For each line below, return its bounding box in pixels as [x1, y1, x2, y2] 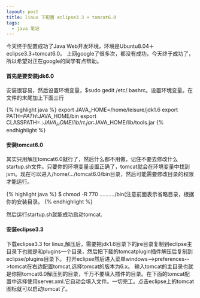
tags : [6, 20, 20, 26]
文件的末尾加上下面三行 [6, 94, 64, 102]
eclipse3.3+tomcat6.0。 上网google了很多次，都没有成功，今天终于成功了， [6, 50, 194, 57]
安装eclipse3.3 [6, 226, 44, 233]
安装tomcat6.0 [6, 141, 44, 148]
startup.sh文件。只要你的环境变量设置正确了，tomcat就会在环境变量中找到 [6, 163, 190, 171]
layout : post [6, 8, 39, 15]
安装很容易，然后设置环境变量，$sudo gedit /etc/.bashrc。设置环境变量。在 [6, 87, 193, 94]
